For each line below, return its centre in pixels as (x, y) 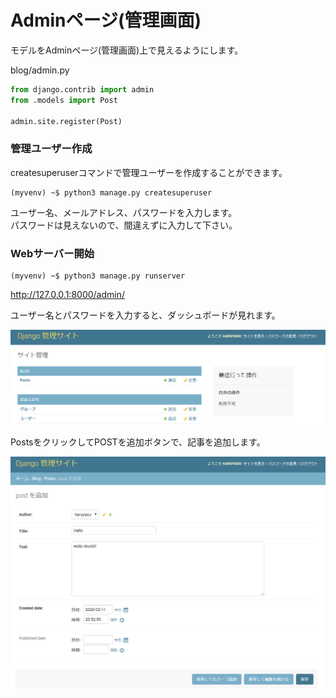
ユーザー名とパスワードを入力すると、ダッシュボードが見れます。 (145, 315)
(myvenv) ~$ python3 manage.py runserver (98, 276)
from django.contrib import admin (82, 89)
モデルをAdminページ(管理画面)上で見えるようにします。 (127, 50)
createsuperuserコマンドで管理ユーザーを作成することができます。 (149, 172)
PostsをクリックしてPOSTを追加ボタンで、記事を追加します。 (138, 442)
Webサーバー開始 (52, 253)
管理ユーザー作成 (51, 149)
